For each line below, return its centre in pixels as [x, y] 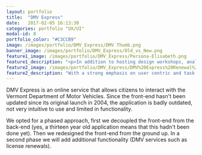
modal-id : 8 [21, 34]
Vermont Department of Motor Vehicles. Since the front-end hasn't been [96, 96]
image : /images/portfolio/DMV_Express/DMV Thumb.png [74, 45]
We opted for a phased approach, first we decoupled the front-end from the [100, 121]
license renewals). [29, 146]
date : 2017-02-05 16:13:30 [43, 23]
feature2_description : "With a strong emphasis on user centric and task [101, 73]
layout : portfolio [29, 12]
